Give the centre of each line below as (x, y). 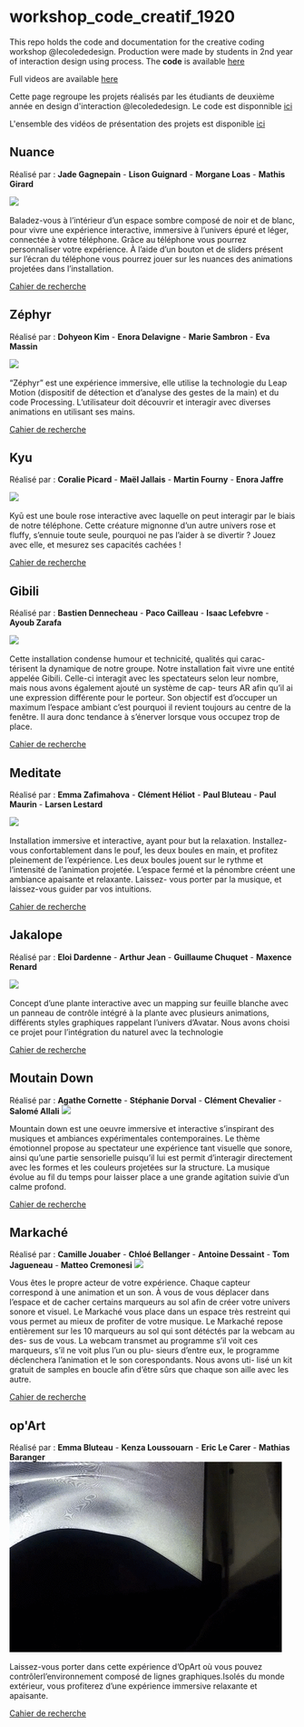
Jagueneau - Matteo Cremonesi (71, 1265)
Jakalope (36, 935)
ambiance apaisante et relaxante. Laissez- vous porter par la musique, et (146, 879)
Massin (24, 346)
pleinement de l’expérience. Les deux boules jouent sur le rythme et (136, 860)
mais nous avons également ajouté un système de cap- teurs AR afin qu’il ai (151, 688)
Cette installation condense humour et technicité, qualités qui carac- (137, 659)
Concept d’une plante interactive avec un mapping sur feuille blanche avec (149, 1003)
